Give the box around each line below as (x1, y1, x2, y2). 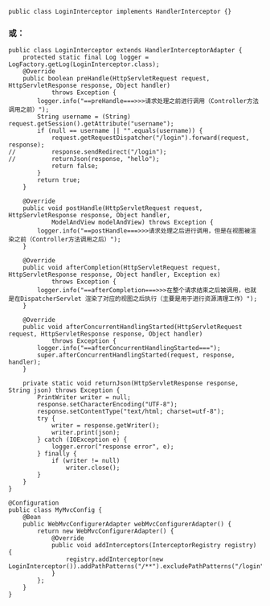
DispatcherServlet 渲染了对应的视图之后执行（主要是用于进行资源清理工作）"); (19, 295, 258, 303)
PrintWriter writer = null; (37, 394, 131, 402)
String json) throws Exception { (8, 386, 121, 394)
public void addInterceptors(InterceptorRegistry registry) (51, 542, 257, 550)
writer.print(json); (51, 429, 121, 437)
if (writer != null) (51, 457, 121, 465)
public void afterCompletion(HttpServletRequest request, (22, 264, 221, 272)
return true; (37, 176, 81, 184)
